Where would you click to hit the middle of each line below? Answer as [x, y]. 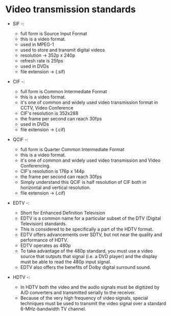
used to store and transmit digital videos [63, 50]
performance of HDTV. [44, 240]
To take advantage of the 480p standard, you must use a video [87, 251]
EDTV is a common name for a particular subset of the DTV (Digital [91, 218]
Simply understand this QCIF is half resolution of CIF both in [83, 182]
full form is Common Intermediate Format [64, 91]
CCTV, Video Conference [47, 108]
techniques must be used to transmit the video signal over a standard [93, 303]
